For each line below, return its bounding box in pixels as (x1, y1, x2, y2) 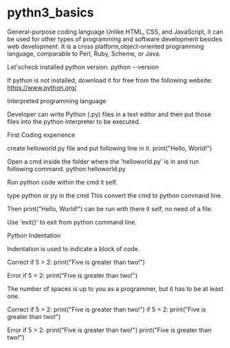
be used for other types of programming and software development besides (7, 34, 222, 43)
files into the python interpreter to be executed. (7, 117, 141, 125)
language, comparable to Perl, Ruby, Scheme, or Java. (7, 50, 161, 58)
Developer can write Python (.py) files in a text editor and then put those (7, 110, 211, 118)
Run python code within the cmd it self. (7, 177, 118, 186)
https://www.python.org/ (7, 83, 77, 91)
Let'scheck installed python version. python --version (7, 63, 159, 71)
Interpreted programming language (7, 96, 106, 105)
